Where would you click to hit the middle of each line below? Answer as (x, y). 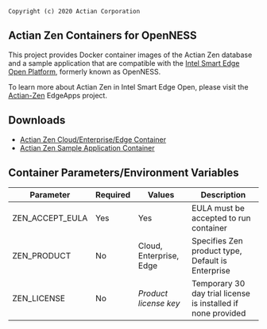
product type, (217, 251)
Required (113, 195)
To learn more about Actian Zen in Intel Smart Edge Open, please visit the (128, 86)
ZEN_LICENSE (39, 299)
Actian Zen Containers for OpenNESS (103, 36)
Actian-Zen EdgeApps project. (58, 95)
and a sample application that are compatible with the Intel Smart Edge (124, 63)
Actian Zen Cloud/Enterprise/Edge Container (93, 140)
